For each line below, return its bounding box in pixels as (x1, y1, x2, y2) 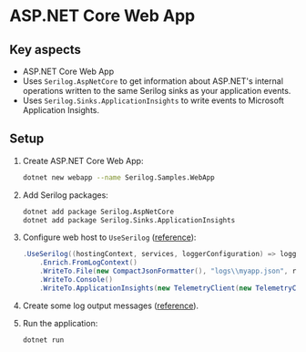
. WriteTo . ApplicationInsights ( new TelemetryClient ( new (39, 284, 252, 293)
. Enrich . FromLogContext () (39, 258, 138, 267)
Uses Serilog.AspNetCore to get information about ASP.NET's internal (22, 76, 284, 87)
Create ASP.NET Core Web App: (22, 155, 144, 166)
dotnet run (22, 335, 65, 345)
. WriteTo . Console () (39, 275, 114, 285)
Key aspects (9, 42, 82, 57)
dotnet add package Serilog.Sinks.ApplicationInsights (22, 215, 236, 224)
